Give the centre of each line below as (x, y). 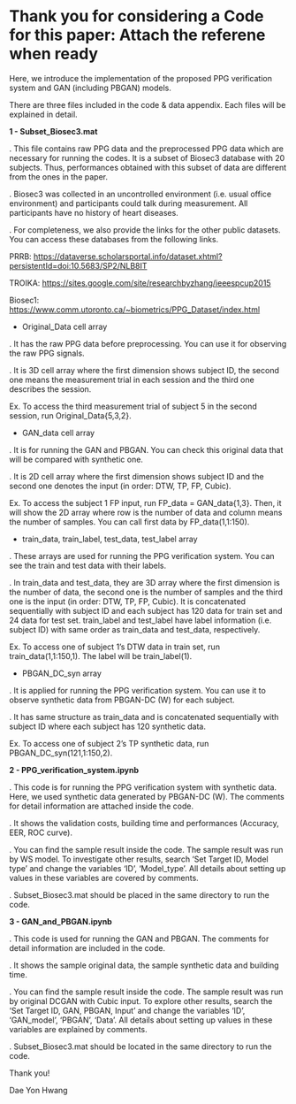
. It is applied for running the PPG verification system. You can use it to (138, 690)
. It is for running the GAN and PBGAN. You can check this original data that (146, 449)
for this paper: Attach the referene (137, 35)
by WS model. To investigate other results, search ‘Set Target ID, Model (139, 859)
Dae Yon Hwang (38, 1090)
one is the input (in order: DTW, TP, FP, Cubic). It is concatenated (127, 601)
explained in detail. (43, 114)
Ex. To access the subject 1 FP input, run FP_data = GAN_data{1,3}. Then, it (145, 502)
